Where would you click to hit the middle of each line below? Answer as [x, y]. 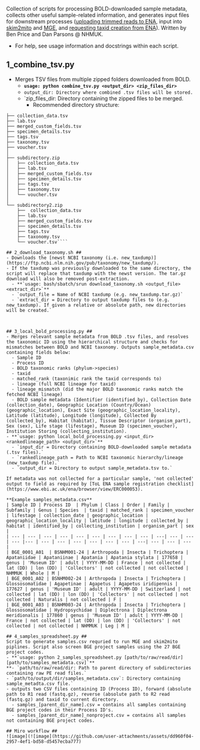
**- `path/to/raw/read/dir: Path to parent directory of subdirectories [99, 668]
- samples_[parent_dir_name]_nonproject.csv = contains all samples [99, 715]
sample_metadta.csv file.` [40, 684]
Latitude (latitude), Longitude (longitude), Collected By [81, 415]
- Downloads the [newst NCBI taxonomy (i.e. [63, 258]
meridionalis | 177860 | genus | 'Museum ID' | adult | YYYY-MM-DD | [95, 615]
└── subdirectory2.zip [34, 205]
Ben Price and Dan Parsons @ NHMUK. [55, 34]
